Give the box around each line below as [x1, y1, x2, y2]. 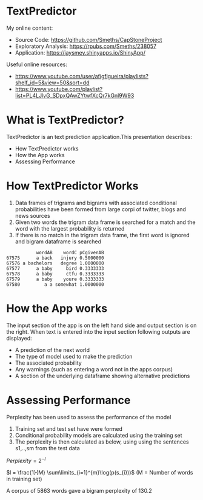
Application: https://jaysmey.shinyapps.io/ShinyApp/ [15, 49, 145, 56]
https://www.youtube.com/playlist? [15, 85, 103, 92]
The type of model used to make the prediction [15, 353, 133, 360]
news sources [15, 212, 50, 219]
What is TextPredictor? [6, 113, 124, 127]
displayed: [6, 334, 32, 342]
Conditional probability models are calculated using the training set [15, 431, 183, 439]
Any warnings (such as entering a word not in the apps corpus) [15, 365, 173, 373]
